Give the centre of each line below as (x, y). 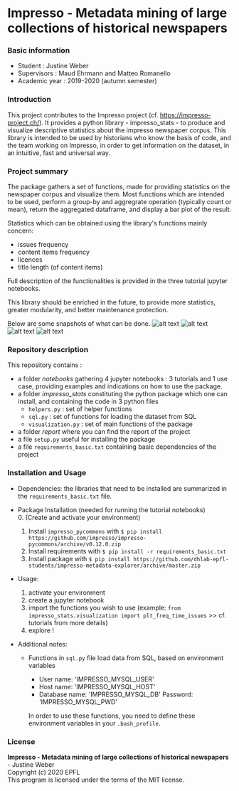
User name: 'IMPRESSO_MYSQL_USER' (96, 679)
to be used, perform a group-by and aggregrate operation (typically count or (119, 202)
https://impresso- (185, 115)
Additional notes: (42, 644)
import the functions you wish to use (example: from (105, 607)
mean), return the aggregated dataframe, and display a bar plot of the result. (119, 209)
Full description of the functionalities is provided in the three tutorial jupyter (118, 281)
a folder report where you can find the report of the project (104, 432)
